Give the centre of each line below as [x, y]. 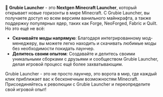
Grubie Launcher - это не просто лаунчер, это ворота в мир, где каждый [81, 74]
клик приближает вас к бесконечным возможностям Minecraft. [72, 79]
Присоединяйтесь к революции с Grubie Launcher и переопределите [78, 84]
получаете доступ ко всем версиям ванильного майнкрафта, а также [78, 18]
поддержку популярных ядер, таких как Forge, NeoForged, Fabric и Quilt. [81, 23]
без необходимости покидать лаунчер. [53, 48]
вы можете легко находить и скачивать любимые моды [98, 43]
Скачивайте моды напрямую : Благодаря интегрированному [77, 38]
